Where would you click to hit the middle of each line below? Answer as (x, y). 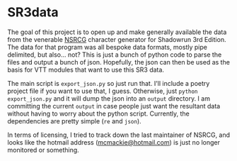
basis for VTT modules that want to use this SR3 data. (86, 70)
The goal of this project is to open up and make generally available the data (117, 32)
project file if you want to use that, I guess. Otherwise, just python (103, 91)
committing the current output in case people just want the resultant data (114, 106)
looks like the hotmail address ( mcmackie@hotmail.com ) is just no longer (114, 142)
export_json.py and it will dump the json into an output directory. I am (109, 98)
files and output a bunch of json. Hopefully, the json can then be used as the (118, 62)
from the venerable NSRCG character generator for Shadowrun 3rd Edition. (117, 39)
